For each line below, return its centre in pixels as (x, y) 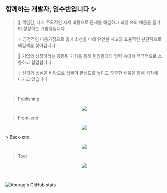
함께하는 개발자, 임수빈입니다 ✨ (51, 9)
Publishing (28, 99)
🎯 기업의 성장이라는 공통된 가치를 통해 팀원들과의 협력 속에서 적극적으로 (87, 56)
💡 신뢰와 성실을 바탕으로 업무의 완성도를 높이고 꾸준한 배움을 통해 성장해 (88, 73)
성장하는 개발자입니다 (44, 28)
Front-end (28, 118)
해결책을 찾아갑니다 (36, 45)
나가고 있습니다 (32, 79)
